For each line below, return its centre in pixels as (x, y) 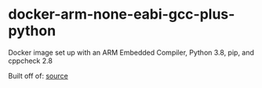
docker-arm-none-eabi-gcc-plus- (122, 14)
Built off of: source (38, 76)
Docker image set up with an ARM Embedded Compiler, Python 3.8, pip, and (131, 52)
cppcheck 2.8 (31, 61)
